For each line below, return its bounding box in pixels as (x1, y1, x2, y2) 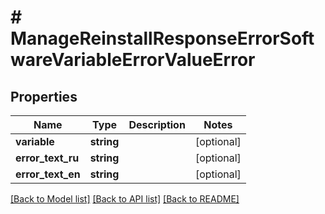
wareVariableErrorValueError (10, 49, 256, 71)
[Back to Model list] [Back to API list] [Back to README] (10, 193, 240, 205)
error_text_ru (15, 151, 80, 165)
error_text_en (15, 167, 81, 181)
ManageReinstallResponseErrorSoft (10, 27, 315, 50)
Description (128, 118, 186, 131)
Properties (10, 88, 78, 105)
